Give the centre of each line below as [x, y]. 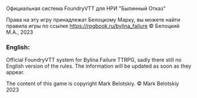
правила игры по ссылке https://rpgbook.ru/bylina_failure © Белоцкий [93, 26]
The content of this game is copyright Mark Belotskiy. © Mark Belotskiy [93, 83]
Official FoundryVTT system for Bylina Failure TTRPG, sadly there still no [94, 60]
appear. [15, 72]
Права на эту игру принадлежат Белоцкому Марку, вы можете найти [93, 20]
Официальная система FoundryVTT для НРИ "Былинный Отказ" [86, 8]
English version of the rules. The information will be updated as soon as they [99, 66]
